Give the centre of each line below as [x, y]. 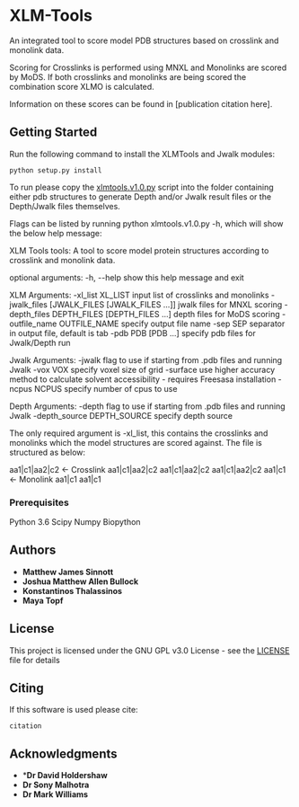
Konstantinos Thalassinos [72, 590]
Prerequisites [39, 502]
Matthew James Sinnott [68, 572]
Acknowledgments [64, 754]
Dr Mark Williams [55, 794]
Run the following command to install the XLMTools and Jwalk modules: [142, 154]
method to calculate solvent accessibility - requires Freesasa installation [143, 379]
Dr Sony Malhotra [56, 785]
